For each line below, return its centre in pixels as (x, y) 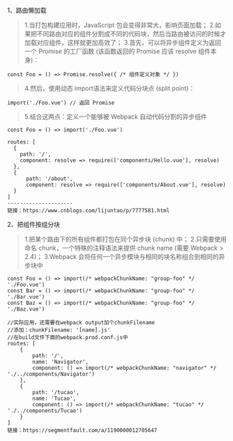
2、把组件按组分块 (34, 224)
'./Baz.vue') (26, 309)
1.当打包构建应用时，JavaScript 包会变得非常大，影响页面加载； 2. (120, 25)
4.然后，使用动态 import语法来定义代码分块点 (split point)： (110, 88)
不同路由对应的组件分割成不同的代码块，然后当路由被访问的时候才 (131, 34)
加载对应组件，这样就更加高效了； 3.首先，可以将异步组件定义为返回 (123, 43)
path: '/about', (49, 179)
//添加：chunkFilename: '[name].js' (59, 330)
